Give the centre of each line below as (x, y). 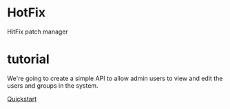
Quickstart (22, 99)
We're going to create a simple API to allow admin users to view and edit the (115, 78)
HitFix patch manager (38, 32)
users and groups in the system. (53, 85)
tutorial (28, 59)
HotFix (27, 13)
